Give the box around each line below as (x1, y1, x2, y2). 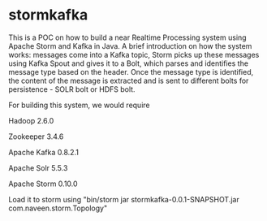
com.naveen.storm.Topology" (8, 203, 108, 213)
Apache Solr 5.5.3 (8, 162, 68, 172)
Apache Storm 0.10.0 (8, 179, 79, 188)
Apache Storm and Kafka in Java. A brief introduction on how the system (8, 41, 252, 50)
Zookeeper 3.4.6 (8, 132, 64, 141)
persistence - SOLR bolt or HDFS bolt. (8, 84, 136, 94)
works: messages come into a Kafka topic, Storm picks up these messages (8, 50, 260, 59)
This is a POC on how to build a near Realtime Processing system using (8, 32, 247, 42)
